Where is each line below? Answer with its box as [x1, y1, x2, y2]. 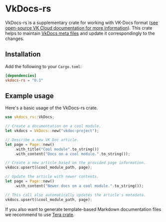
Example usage [5, 91, 54, 100]
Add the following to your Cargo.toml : [5, 63, 82, 69]
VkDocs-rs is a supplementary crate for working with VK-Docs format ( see [5, 20, 159, 26]
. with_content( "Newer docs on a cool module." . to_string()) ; [14, 183, 144, 188]
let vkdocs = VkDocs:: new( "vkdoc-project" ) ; [5, 128, 99, 133]
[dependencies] [5, 73, 37, 78]
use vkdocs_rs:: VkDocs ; [5, 115, 55, 120]
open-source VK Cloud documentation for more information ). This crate [5, 25, 153, 31]
